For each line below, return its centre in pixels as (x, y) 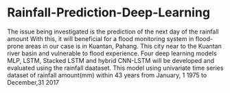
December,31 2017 (33, 82)
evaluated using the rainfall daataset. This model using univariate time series (115, 68)
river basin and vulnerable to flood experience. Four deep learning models (112, 53)
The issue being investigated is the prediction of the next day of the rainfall (113, 31)
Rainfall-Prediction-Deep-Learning (109, 13)
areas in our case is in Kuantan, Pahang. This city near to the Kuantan (123, 46)
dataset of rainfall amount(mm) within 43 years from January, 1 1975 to (107, 75)
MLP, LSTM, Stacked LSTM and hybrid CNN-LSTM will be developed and (111, 60)
